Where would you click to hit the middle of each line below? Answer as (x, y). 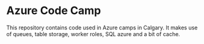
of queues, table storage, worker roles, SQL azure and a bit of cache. (93, 34)
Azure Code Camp (54, 11)
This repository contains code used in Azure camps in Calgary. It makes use (102, 28)
